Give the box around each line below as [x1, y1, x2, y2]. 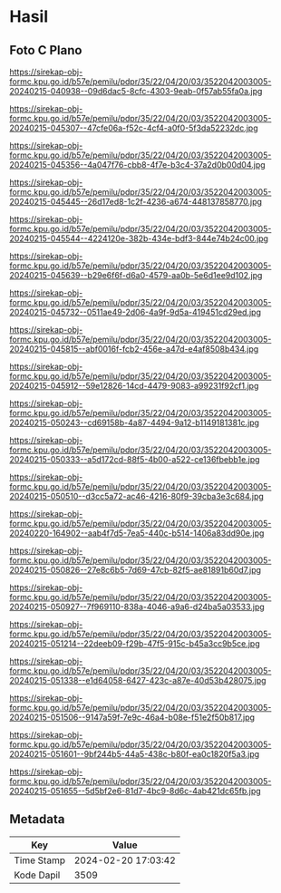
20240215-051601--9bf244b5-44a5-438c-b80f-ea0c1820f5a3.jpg [9, 749, 260, 759]
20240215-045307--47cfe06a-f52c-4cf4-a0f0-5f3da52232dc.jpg [9, 122, 258, 133]
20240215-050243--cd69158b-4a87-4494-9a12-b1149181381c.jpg [9, 417, 260, 428]
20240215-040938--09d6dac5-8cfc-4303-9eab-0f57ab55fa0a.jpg [9, 86, 263, 96]
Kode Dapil [14, 869, 61, 881]
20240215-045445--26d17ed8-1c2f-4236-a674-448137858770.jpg [9, 197, 263, 207]
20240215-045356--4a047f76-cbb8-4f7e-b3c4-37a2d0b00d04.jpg [9, 160, 266, 170]
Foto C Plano [9, 43, 82, 58]
